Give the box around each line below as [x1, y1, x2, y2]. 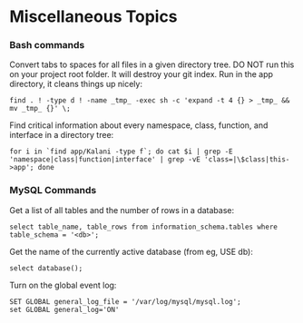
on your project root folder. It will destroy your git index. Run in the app [9, 69, 274, 80]
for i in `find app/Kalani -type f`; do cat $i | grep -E [9, 147, 233, 156]
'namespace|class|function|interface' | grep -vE [9, 155, 201, 164]
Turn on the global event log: [9, 279, 117, 290]
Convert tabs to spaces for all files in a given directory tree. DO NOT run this [9, 59, 295, 70]
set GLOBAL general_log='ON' [9, 305, 120, 314]
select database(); [9, 263, 83, 273]
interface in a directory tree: [9, 130, 114, 141]
